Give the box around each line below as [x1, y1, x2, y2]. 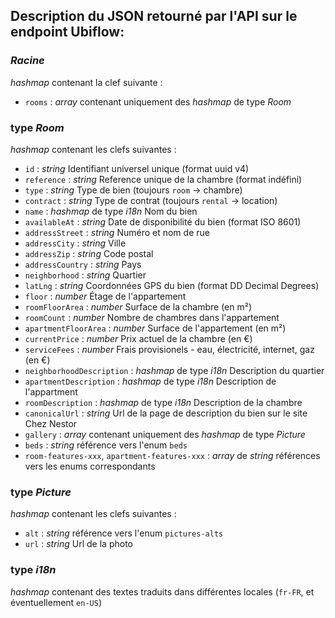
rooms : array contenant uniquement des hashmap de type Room [24, 95, 292, 108]
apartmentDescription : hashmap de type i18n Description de [24, 375, 277, 387]
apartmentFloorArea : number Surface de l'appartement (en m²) [24, 322, 287, 334]
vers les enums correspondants [24, 460, 156, 472]
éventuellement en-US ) [10, 596, 103, 608]
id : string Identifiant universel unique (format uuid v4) [24, 162, 250, 174]
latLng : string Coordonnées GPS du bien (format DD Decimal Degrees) [24, 279, 320, 291]
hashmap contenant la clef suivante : [10, 76, 163, 88]
